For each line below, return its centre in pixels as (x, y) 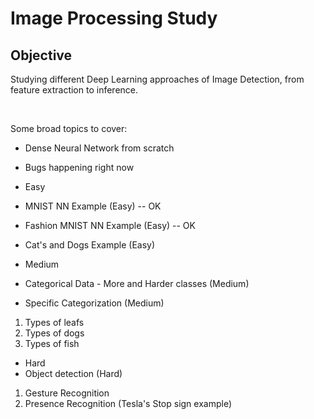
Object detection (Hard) (73, 373)
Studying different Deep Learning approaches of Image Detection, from (157, 79)
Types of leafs (54, 322)
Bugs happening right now (79, 167)
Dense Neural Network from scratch (99, 148)
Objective (41, 55)
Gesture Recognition (67, 393)
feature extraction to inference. (74, 90)
